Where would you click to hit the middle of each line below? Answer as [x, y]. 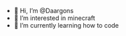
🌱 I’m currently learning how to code [66, 25]
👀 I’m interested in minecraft [55, 18]
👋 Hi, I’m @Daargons [44, 11]
